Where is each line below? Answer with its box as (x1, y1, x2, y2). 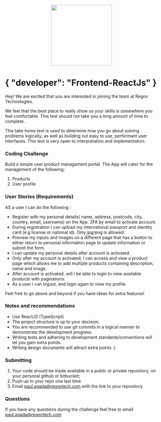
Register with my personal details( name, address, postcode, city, (12, 214, 143, 220)
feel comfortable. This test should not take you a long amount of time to (5, 113, 148, 119)
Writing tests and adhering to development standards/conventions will (12, 334, 152, 340)
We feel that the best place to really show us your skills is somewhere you (5, 108, 153, 114)
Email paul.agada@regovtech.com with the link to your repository (12, 384, 143, 389)
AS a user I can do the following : (5, 204, 71, 210)
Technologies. (5, 98, 33, 104)
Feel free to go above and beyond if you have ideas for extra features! (5, 290, 145, 296)
